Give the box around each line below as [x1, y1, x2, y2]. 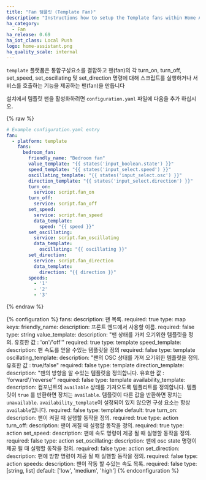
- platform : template [12, 138, 67, 144]
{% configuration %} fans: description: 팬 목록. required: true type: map [6, 316, 186, 322]
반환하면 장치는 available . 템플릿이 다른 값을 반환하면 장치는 [36, 391, 183, 398]
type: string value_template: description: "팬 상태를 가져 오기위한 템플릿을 [6, 331, 187, 338]
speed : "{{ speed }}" [39, 223, 95, 230]
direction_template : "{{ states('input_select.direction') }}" [28, 178, 193, 184]
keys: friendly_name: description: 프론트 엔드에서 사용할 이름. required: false [6, 323, 195, 330]
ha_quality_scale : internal [6, 49, 78, 55]
